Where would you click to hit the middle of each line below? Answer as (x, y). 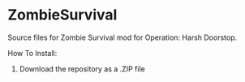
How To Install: (32, 53)
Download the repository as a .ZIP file (82, 69)
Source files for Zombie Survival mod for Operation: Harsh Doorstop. (122, 37)
